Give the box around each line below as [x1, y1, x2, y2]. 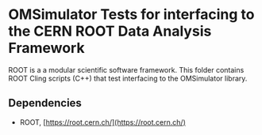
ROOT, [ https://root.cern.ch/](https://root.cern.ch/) [19, 117, 187, 127]
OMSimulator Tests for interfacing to [8, 6, 256, 24]
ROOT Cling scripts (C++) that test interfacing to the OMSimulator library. [8, 73, 248, 83]
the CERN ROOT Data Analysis [8, 22, 212, 40]
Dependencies [8, 96, 82, 110]
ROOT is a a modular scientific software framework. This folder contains [8, 65, 245, 74]
